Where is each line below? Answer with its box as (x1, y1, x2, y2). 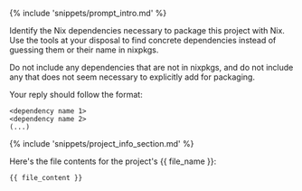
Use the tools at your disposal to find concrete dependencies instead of (9, 35, 277, 45)
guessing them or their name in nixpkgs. (9, 44, 159, 55)
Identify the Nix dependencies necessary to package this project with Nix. (9, 25, 285, 35)
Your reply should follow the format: (9, 90, 143, 100)
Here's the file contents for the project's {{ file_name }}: (9, 156, 217, 167)
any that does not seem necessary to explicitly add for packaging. (9, 72, 256, 82)
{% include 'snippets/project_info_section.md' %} (9, 138, 194, 148)
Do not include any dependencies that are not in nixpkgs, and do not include (9, 62, 294, 72)
